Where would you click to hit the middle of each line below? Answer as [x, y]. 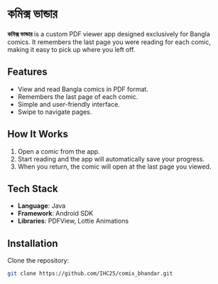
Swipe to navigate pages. [55, 112]
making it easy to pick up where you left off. [71, 49]
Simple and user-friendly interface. [69, 104]
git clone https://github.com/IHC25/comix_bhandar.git [90, 274]
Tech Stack [33, 188]
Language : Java [42, 206]
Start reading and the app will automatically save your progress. [111, 159]
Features [27, 72]
